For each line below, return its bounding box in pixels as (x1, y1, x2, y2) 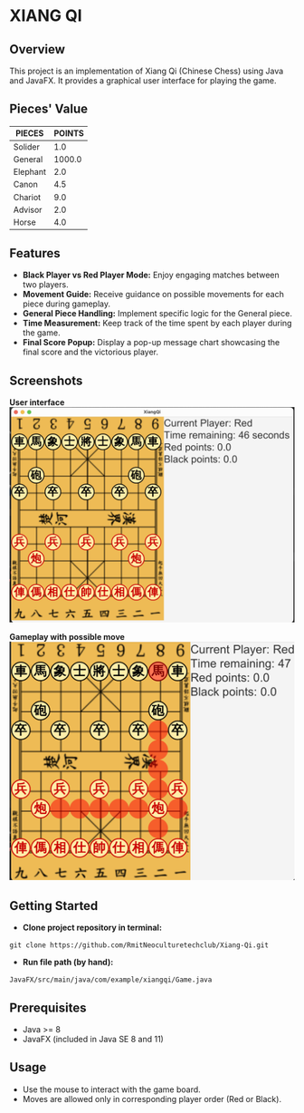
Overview (9, 42, 66, 57)
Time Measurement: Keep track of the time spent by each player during (22, 318, 292, 329)
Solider (13, 141, 41, 152)
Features (9, 246, 61, 261)
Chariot (13, 191, 42, 202)
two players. (22, 279, 70, 290)
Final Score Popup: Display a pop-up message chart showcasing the (22, 337, 280, 348)
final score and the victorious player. (22, 346, 159, 358)
